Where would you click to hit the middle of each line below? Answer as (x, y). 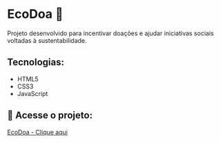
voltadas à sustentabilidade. (47, 40)
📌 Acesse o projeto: (50, 116)
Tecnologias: (36, 63)
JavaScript (32, 93)
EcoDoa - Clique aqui (37, 132)
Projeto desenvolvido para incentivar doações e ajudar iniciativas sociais (110, 33)
